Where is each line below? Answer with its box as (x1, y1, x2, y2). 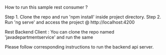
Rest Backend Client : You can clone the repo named (5, 29, 114, 34)
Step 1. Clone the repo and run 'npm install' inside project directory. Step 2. (5, 14, 161, 19)
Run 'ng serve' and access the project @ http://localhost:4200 (5, 19, 135, 25)
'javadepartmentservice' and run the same (5, 34, 93, 40)
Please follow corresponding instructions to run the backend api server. (5, 44, 154, 49)
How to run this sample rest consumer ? (5, 4, 88, 10)
